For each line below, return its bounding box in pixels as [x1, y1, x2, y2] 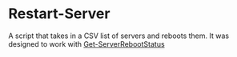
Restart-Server [8, 5, 110, 23]
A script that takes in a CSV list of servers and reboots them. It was [8, 31, 230, 40]
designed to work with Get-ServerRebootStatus [8, 39, 166, 48]
